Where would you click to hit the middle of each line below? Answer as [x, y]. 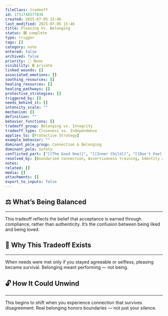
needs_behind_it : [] [27, 103]
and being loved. [22, 229]
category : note [21, 47]
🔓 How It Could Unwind [42, 284]
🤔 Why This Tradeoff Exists [48, 245]
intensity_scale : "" [27, 107]
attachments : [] [22, 177]
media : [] [15, 172]
